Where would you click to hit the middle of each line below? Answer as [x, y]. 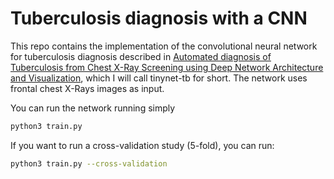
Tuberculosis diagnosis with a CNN [159, 18]
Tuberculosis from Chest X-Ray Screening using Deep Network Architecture [167, 67]
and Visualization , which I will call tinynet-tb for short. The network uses [159, 78]
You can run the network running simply [93, 108]
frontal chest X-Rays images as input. [87, 88]
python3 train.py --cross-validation [89, 163]
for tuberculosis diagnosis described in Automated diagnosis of [141, 56]
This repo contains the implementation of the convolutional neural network [164, 46]
